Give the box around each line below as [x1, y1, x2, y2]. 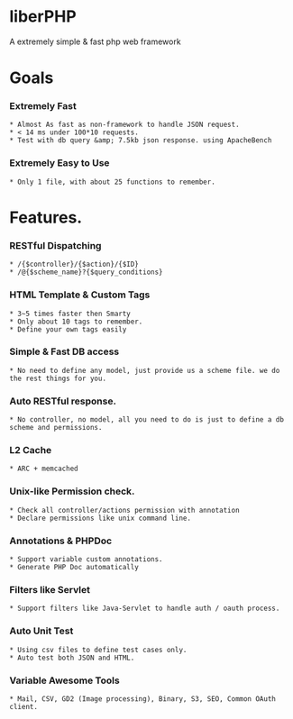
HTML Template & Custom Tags [9, 288, 151, 301]
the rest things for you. [9, 374, 106, 383]
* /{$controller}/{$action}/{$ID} [9, 259, 140, 269]
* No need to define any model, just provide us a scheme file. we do [9, 366, 280, 375]
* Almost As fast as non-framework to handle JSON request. [9, 120, 241, 130]
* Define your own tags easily [9, 324, 127, 334]
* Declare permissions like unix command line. [9, 514, 192, 523]
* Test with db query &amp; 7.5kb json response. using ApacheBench [9, 136, 272, 145]
